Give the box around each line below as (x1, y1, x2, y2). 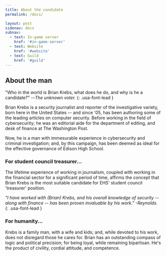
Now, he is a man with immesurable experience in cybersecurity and (5, 135, 145, 141)
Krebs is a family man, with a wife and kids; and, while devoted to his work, (5, 229, 159, 235)
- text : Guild (9, 53, 39, 58)
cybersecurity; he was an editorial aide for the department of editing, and (5, 120, 156, 126)
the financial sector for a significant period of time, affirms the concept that (5, 174, 160, 180)
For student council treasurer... (5, 158, 82, 165)
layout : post (5, 21, 32, 26)
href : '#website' (14, 48, 50, 54)
